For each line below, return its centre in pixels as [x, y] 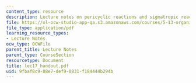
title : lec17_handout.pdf [37, 66]
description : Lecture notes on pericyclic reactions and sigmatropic [92, 17]
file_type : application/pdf [40, 28]
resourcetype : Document [35, 60]
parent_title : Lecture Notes [41, 50]
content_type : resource [35, 11]
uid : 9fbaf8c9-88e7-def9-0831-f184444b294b [60, 71]
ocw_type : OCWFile [28, 44]
